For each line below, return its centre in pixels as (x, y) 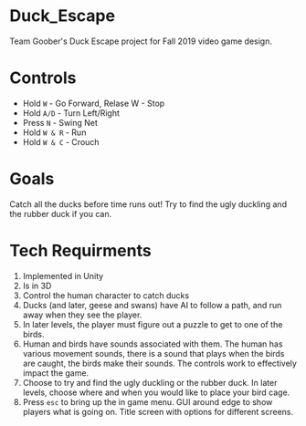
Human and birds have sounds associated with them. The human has (153, 344)
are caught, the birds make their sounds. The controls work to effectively (159, 363)
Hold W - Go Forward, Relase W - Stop (94, 103)
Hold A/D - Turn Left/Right (71, 113)
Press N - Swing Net (60, 122)
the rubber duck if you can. (61, 213)
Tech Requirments (81, 251)
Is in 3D (37, 286)
